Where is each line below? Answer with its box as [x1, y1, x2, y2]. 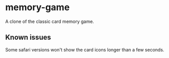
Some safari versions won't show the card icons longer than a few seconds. [5, 46, 164, 52]
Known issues [5, 33, 51, 42]
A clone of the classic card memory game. [5, 18, 94, 24]
